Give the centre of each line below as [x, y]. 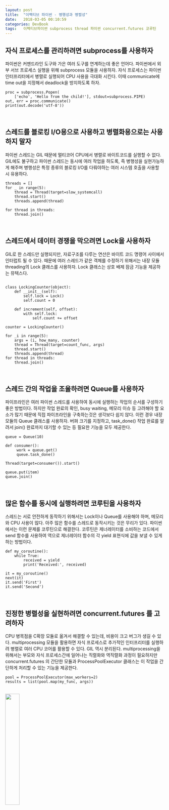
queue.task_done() [36, 455]
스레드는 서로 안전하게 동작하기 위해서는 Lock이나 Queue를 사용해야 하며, [78, 516]
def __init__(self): [36, 292]
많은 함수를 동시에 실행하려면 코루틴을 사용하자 [73, 503]
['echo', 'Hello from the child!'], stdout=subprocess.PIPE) [80, 97]
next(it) [14, 578]
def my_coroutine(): [27, 552]
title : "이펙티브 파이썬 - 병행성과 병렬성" [46, 15]
